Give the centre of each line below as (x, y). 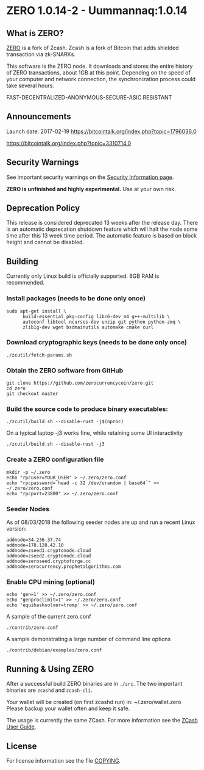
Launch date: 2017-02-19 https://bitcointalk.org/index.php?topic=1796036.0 (101, 131)
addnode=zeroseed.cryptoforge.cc (49, 561)
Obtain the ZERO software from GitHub (65, 370)
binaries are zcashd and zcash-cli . (49, 690)
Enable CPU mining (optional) (51, 582)
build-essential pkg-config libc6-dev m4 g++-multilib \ (96, 316)
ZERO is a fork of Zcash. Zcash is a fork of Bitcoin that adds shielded (93, 48)
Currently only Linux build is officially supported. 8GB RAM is (83, 276)
